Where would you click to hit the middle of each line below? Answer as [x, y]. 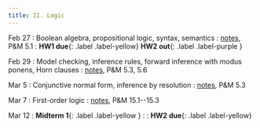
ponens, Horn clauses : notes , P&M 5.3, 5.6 [78, 69]
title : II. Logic [37, 15]
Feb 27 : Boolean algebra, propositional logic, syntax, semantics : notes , [125, 38]
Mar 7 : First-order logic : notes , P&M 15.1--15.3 [84, 100]
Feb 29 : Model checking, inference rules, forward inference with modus [125, 61]
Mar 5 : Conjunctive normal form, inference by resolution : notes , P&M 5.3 [127, 85]
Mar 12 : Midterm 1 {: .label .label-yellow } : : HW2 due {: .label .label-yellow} [130, 115]
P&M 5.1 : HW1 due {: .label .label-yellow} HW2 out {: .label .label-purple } [125, 46]
